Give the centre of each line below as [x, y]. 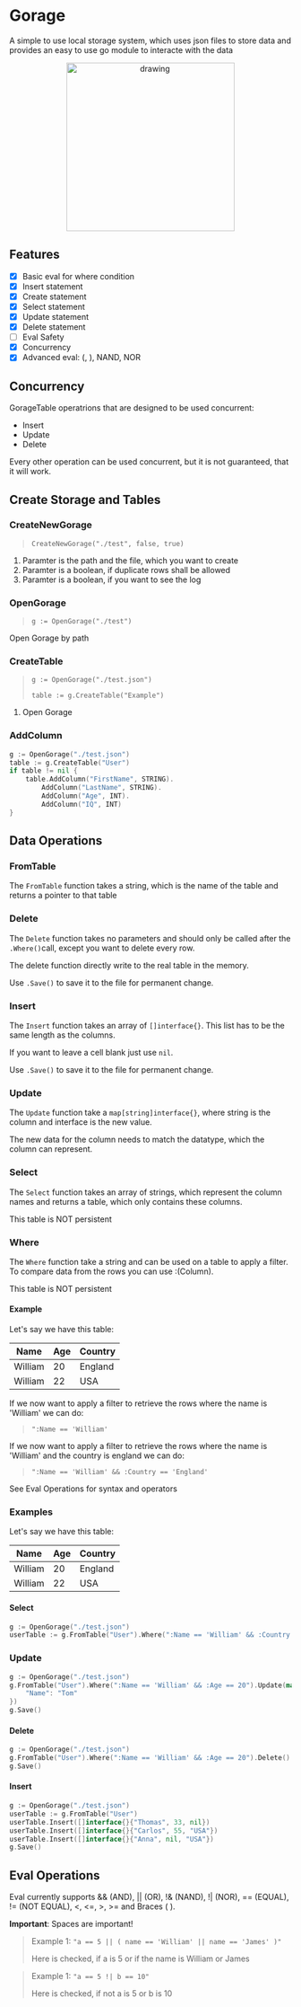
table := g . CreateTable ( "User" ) [69, 763]
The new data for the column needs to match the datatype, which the [137, 1140]
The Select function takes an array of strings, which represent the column [146, 1192]
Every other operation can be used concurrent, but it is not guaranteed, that [149, 462]
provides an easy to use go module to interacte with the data [121, 49]
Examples [31, 1512]
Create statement [54, 296]
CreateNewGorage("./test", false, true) [107, 544]
